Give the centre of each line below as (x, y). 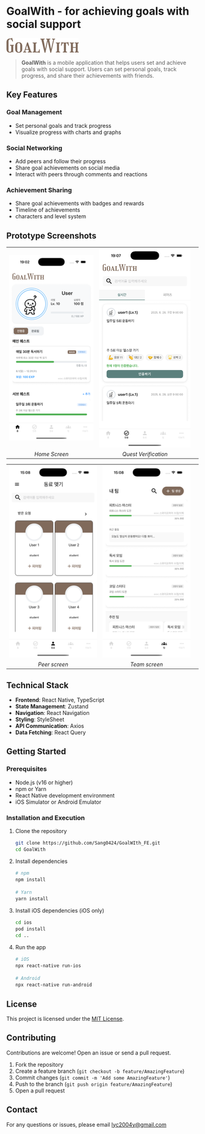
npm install (30, 880)
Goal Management (34, 113)
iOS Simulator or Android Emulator (58, 802)
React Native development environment (65, 795)
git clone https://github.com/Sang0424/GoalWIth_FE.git (88, 843)
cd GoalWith (30, 849)
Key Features (32, 95)
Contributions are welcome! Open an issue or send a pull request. (89, 1053)
